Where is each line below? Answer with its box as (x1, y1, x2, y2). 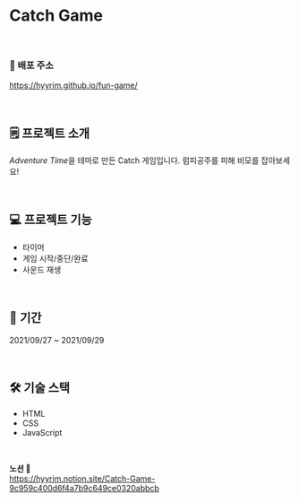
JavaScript (21, 428, 63, 438)
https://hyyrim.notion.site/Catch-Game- (9, 473, 156, 484)
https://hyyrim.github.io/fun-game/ (9, 80, 139, 91)
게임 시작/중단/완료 (21, 253, 89, 264)
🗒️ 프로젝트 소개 (9, 125, 90, 141)
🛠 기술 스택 (9, 380, 70, 395)
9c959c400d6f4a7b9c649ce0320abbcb (9, 483, 159, 494)
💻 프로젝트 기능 (9, 212, 92, 228)
